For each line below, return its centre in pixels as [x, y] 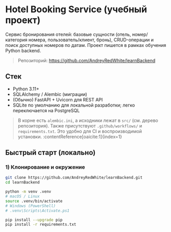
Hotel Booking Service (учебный [76, 9]
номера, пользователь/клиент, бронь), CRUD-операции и [91, 40]
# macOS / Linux [22, 197]
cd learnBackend [22, 183]
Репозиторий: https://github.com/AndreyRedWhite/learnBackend [87, 60]
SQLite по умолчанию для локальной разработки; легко [74, 105]
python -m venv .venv [28, 192]
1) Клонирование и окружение [45, 167]
